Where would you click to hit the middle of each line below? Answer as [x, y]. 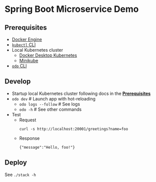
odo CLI [19, 66]
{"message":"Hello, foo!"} [47, 147]
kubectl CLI [24, 45]
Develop [18, 81]
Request [28, 120]
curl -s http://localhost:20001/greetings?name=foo [74, 129]
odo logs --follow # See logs [50, 104]
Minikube [28, 60]
